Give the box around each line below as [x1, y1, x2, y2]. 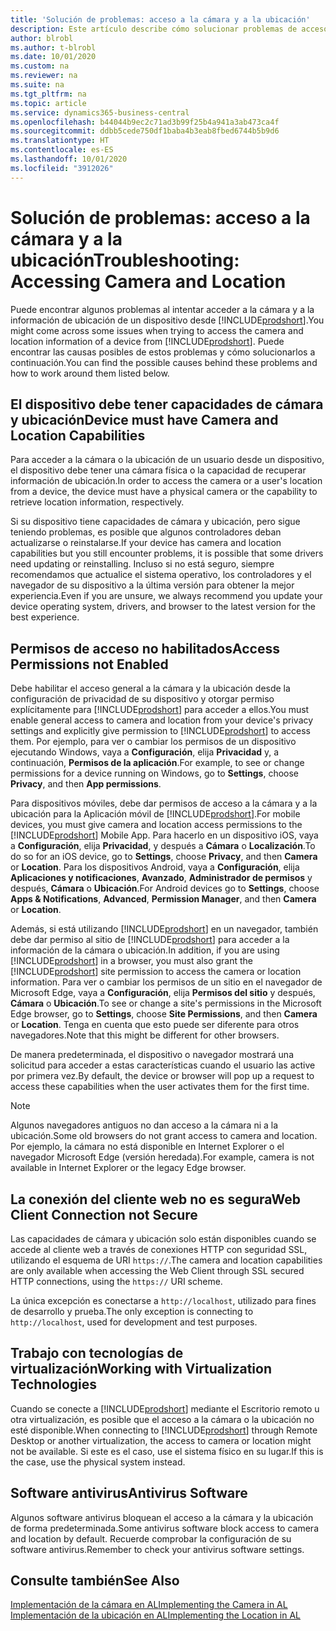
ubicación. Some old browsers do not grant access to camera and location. [10, 1130, 318, 1142]
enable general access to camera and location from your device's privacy [10, 714, 314, 726]
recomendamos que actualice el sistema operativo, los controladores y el [10, 569, 312, 581]
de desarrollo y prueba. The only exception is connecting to [10, 1306, 254, 1317]
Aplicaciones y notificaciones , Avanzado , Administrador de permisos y [10, 872, 313, 884]
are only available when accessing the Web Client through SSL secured [10, 1265, 305, 1276]
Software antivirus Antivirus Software [10, 1485, 248, 1502]
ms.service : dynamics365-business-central [10, 107, 190, 118]
